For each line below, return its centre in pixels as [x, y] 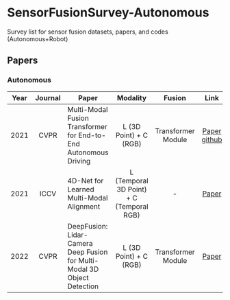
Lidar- [78, 235]
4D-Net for [86, 181]
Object [78, 277]
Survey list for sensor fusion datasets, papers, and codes [88, 32]
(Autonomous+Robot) [38, 38]
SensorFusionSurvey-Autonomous [108, 13]
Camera [80, 243]
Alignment [84, 206]
